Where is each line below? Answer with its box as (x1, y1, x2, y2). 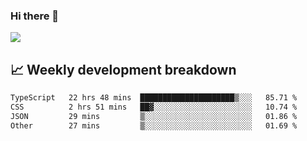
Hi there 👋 (10, 9, 60, 23)
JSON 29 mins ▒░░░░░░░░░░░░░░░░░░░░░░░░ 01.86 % (10, 111, 298, 121)
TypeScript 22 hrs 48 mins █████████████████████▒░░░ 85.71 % (10, 93, 298, 103)
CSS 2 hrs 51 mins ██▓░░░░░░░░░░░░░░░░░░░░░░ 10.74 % (10, 102, 298, 112)
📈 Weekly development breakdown (10, 61, 237, 78)
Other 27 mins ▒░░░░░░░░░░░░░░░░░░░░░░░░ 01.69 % (10, 120, 298, 131)
